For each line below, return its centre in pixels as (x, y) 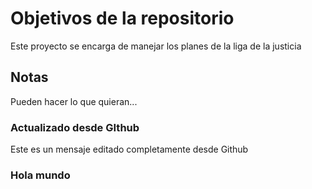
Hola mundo (40, 175)
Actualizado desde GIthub (75, 127)
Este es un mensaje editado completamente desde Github (129, 149)
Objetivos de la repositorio (122, 18)
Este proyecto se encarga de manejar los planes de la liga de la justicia (156, 46)
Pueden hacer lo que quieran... (74, 101)
